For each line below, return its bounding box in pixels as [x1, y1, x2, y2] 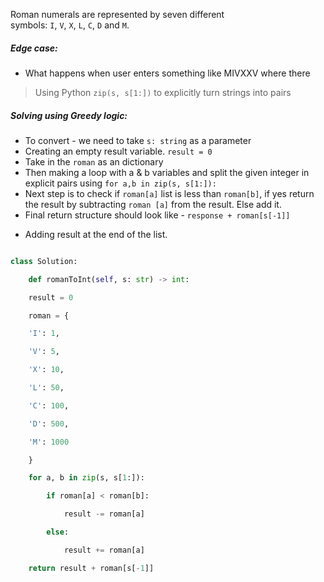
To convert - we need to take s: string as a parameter [24, 134, 252, 146]
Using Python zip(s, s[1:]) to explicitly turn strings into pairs [34, 86, 292, 98]
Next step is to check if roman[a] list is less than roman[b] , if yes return [24, 187, 315, 199]
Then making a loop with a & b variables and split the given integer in [24, 166, 310, 178]
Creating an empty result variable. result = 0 [24, 145, 213, 157]
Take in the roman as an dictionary [24, 155, 164, 168]
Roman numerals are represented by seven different [10, 9, 225, 20]
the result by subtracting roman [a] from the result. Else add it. [24, 198, 282, 210]
